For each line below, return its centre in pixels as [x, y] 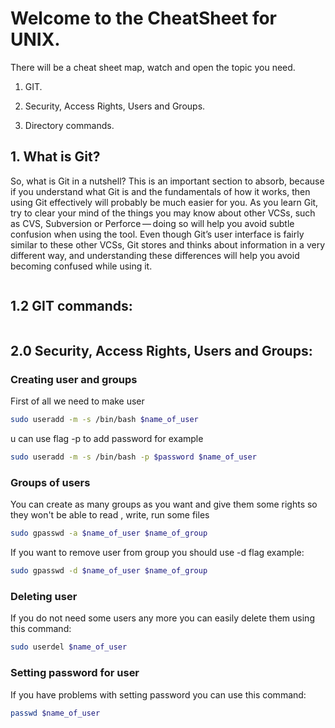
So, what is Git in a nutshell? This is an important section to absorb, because [167, 181]
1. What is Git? [55, 157]
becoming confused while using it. [81, 266]
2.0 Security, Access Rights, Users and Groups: [161, 350]
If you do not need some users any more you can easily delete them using [162, 618]
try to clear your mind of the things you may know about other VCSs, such [163, 213]
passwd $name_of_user [55, 713]
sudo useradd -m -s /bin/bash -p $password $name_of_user [133, 457]
